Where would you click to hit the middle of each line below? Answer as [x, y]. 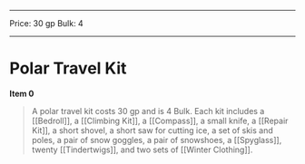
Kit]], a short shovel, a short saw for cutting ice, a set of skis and [152, 130]
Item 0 [22, 93]
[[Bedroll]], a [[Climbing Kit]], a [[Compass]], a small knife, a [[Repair [160, 121]
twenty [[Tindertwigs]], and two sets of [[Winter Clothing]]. [142, 150]
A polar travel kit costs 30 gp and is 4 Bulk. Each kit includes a [148, 111]
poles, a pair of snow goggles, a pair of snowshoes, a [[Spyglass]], [157, 140]
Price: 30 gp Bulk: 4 [46, 23]
